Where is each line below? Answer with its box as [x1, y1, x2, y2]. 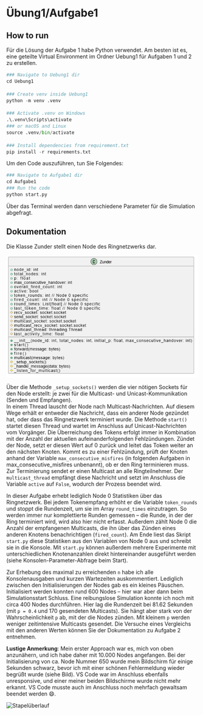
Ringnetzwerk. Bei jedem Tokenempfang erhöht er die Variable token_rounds [6, 499, 198, 506]
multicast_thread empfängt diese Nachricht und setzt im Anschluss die [6, 474, 185, 481]
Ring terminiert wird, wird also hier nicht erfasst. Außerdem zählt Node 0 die [6, 517, 198, 525]
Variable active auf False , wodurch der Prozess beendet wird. [6, 480, 162, 488]
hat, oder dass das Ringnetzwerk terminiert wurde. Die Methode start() [6, 415, 187, 423]
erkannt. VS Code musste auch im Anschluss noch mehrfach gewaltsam [6, 683, 187, 691]
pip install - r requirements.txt [6, 149, 91, 155]
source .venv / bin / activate [6, 130, 75, 136]
